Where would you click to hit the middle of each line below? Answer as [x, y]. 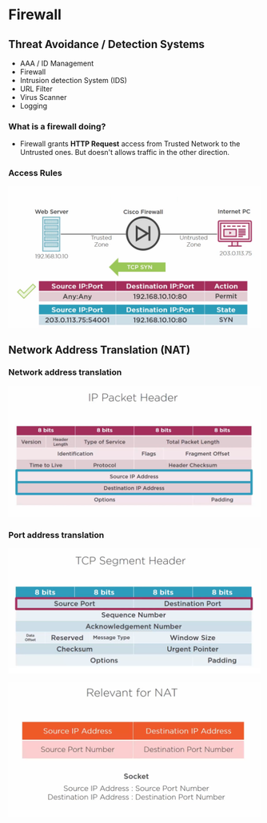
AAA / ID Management [57, 63]
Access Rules [35, 173]
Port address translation [56, 535]
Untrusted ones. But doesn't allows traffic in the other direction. [125, 153]
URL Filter [36, 89]
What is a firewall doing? [57, 126]
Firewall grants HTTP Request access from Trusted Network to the [130, 144]
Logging [34, 106]
